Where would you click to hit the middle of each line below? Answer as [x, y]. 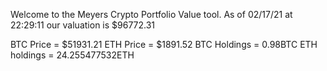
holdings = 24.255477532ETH [72, 55]
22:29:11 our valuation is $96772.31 [83, 25]
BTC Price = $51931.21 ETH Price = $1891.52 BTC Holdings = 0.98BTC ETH [164, 44]
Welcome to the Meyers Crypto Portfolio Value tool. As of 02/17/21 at [151, 14]
